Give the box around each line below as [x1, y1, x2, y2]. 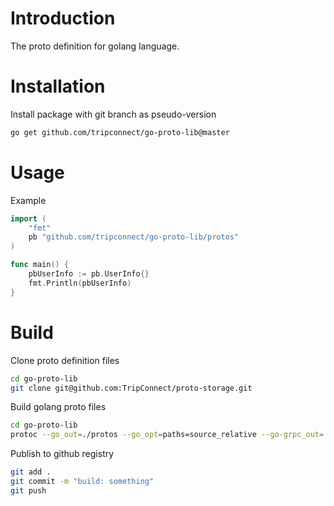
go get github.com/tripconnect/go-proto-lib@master [10, 127, 230, 137]
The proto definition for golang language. [10, 40, 180, 52]
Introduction [10, 7, 116, 30]
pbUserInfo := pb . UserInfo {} [28, 269, 150, 279]
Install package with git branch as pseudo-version [10, 108, 217, 120]
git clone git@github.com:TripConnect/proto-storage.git [10, 383, 253, 393]
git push [10, 485, 47, 496]
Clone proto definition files [10, 354, 120, 366]
